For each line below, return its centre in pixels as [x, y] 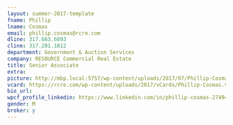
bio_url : [20, 91]
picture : [20, 78]
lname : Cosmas [28, 26]
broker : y [21, 110]
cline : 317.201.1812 [37, 46]
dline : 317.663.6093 [37, 40]
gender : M [21, 104]
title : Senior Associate [43, 65]
